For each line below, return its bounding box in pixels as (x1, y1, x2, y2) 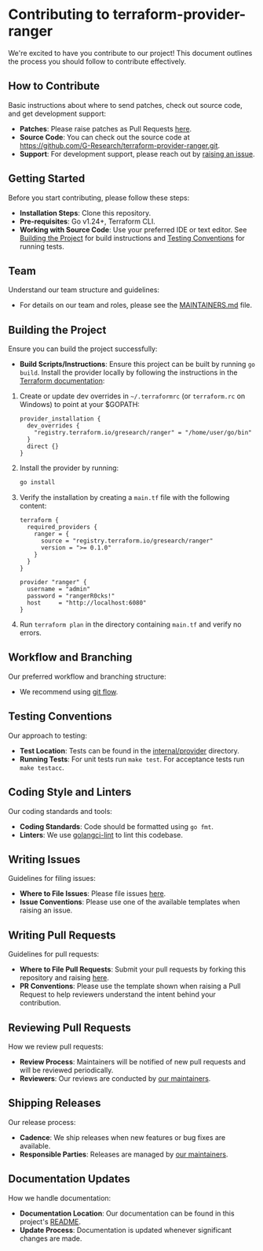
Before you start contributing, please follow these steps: (8, 193, 190, 202)
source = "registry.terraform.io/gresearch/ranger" (40, 537, 214, 545)
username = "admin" (27, 585, 90, 594)
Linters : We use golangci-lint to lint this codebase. (19, 830, 183, 839)
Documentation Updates (8, 1172, 131, 1186)
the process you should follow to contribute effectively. (8, 57, 187, 66)
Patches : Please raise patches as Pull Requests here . (19, 124, 192, 133)
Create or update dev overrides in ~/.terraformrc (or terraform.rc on (19, 391, 246, 401)
